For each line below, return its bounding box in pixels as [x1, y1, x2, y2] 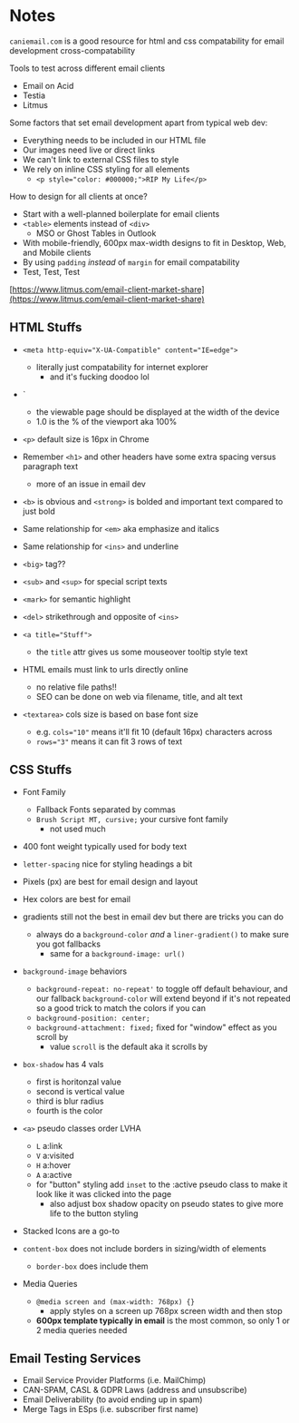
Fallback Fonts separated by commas [35, 804, 177, 815]
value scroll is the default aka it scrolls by [49, 1041, 208, 1052]
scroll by [35, 1031, 69, 1042]
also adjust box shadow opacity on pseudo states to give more [49, 1198, 284, 1209]
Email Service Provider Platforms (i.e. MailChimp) [22, 1375, 207, 1386]
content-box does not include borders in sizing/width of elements [22, 1242, 267, 1253]
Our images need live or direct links [22, 144, 156, 155]
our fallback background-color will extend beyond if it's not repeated [35, 993, 292, 1004]
